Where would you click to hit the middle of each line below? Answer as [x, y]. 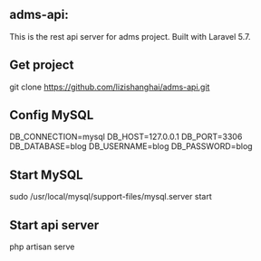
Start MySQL [46, 175]
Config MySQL [52, 115]
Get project [42, 65]
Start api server [54, 225]
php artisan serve [42, 247]
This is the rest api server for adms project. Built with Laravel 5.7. [130, 36]
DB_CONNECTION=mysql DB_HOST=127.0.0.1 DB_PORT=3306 [126, 137]
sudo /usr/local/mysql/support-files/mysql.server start [111, 197]
